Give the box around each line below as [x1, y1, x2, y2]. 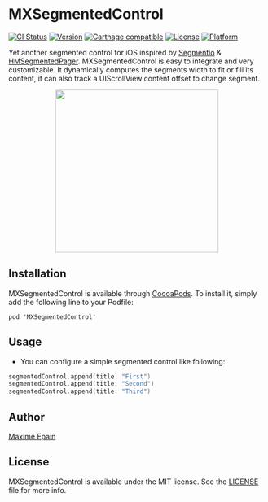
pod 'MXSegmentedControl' [8, 312, 96, 321]
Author [8, 410, 45, 424]
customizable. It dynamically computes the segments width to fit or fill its [8, 64, 254, 74]
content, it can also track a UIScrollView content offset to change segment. [8, 73, 261, 83]
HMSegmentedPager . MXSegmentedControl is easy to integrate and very [8, 56, 254, 66]
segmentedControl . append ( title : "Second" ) [8, 380, 155, 388]
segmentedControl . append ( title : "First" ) [8, 372, 152, 381]
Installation [8, 267, 67, 281]
